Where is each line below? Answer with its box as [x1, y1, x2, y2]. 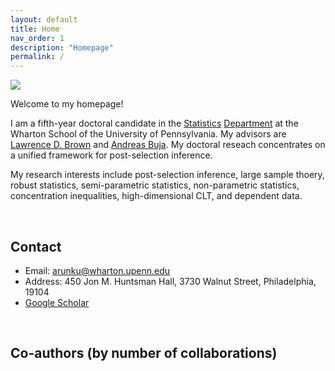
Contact [10, 238, 62, 255]
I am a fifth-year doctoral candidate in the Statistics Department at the [10, 117, 299, 130]
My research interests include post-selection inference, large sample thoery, [10, 169, 325, 181]
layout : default [10, 14, 78, 25]
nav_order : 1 [10, 33, 65, 43]
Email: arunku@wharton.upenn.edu [24, 264, 171, 276]
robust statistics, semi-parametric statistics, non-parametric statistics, [10, 179, 300, 191]
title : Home [10, 24, 60, 34]
